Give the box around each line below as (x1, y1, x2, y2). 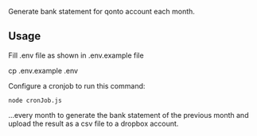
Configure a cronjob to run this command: (8, 81, 146, 90)
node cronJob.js (8, 96, 62, 104)
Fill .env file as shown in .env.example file (8, 51, 145, 60)
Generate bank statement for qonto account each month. (8, 7, 195, 16)
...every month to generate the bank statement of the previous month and (8, 110, 249, 119)
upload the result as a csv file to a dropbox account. (8, 119, 179, 128)
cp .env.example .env (8, 66, 78, 75)
